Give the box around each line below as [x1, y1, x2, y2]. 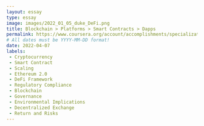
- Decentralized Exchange [8, 104, 75, 111]
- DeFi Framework [8, 76, 53, 82]
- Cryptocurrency [8, 54, 53, 60]
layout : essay [6, 8, 42, 15]
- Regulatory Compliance [8, 82, 72, 88]
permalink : [6, 31, 34, 38]
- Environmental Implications [8, 99, 86, 105]
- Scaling [8, 65, 34, 71]
